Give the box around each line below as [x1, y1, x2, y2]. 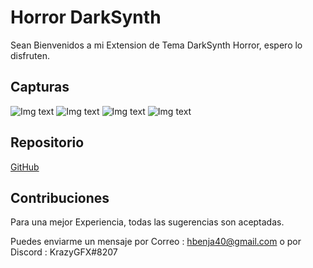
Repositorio [10, 134, 85, 151]
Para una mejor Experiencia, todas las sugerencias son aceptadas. [10, 216, 285, 228]
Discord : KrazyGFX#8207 [10, 246, 118, 258]
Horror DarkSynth [10, 6, 162, 29]
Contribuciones [10, 189, 110, 206]
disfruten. [10, 49, 50, 61]
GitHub [10, 161, 40, 173]
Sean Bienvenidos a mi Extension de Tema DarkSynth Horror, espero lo [10, 39, 303, 51]
